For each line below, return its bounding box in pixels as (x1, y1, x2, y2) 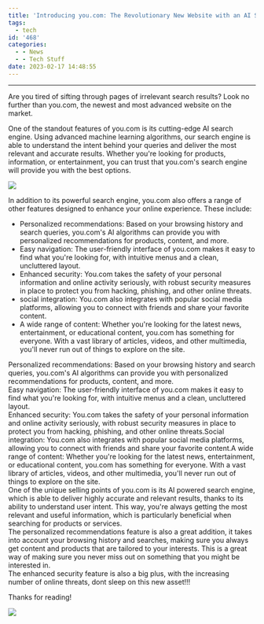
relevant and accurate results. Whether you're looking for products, (8, 149, 226, 158)
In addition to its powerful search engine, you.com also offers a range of (8, 195, 242, 205)
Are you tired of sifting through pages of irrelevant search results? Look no (8, 91, 250, 101)
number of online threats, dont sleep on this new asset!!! (8, 577, 191, 586)
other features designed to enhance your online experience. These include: (8, 204, 252, 213)
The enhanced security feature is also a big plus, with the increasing (8, 568, 229, 578)
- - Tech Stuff (15, 56, 65, 64)
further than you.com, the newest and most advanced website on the (8, 100, 232, 109)
